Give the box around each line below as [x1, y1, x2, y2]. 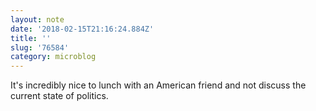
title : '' [10, 33, 52, 43]
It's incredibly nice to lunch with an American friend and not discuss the [10, 79, 307, 91]
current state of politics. [10, 90, 109, 102]
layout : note [10, 14, 65, 25]
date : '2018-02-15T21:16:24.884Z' [10, 24, 155, 34]
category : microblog [10, 52, 97, 62]
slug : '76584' [10, 42, 70, 53]
